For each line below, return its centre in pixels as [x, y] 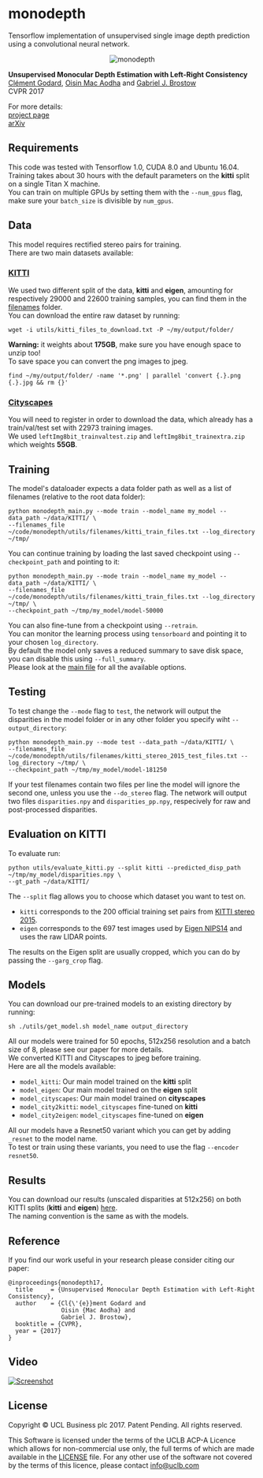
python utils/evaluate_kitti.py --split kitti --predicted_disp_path [125, 868]
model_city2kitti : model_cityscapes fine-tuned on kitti [109, 1107]
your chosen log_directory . [54, 642]
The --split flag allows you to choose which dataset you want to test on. [127, 896]
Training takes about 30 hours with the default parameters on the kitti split [129, 175]
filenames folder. [35, 307]
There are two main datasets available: [71, 252]
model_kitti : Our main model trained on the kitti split [105, 1082]
